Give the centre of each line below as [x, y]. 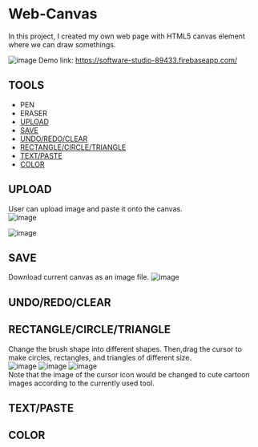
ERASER [34, 113]
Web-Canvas [53, 14]
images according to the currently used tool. [81, 383]
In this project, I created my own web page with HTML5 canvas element [127, 36]
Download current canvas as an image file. [79, 277]
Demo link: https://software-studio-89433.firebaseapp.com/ [138, 60]
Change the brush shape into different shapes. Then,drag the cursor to [125, 348]
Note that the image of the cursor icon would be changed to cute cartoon [129, 374]
